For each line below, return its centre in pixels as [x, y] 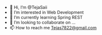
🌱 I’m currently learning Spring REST [46, 17]
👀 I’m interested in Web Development [47, 12]
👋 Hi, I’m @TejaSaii [28, 7]
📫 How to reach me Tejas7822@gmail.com [53, 28]
